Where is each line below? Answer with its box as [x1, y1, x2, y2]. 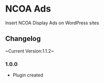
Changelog [5, 34, 41, 43]
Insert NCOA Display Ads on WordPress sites [5, 20, 99, 26]
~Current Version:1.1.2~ [5, 48, 54, 54]
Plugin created [12, 72, 43, 78]
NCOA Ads [5, 3, 51, 15]
